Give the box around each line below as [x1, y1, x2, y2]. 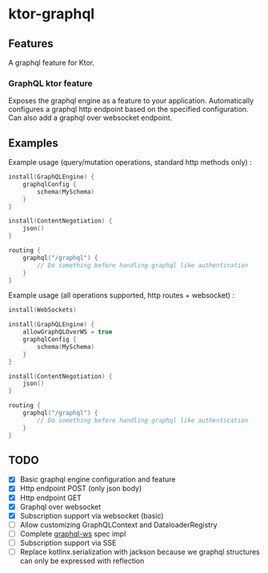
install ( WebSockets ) [8, 306, 78, 315]
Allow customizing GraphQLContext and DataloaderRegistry [19, 519, 218, 529]
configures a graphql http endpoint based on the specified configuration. [8, 105, 249, 114]
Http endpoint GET [19, 493, 82, 503]
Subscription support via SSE [19, 538, 117, 547]
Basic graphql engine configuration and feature [19, 475, 176, 484]
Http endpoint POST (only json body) [19, 483, 142, 493]
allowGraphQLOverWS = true [22, 328, 113, 336]
